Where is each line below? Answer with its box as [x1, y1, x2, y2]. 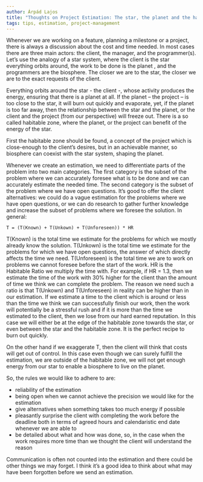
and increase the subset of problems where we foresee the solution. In [6, 207, 182, 214]
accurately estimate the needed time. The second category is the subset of [6, 181, 194, 188]
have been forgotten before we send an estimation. [6, 469, 134, 476]
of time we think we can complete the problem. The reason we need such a [6, 281, 195, 288]
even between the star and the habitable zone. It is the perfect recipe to [6, 325, 185, 333]
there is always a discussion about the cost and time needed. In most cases [6, 43, 195, 50]
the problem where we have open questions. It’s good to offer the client [6, 187, 184, 195]
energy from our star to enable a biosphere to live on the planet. [6, 363, 166, 370]
